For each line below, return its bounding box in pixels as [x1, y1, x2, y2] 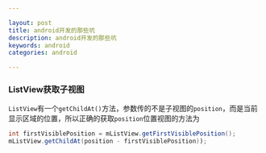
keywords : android [8, 41, 70, 49]
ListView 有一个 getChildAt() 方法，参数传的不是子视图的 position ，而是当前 [8, 104, 258, 114]
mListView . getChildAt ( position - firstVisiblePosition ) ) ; [8, 138, 207, 146]
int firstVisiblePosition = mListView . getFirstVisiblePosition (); [8, 130, 236, 138]
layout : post [8, 19, 52, 27]
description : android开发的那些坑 [8, 34, 117, 42]
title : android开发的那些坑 [8, 26, 95, 35]
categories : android [8, 49, 78, 57]
